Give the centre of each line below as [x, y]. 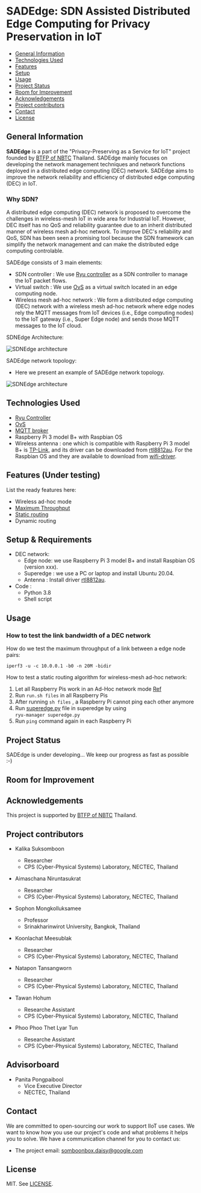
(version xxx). [41, 567]
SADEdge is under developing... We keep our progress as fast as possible [97, 754]
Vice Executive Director [53, 1085]
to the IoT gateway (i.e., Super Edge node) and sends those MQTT [97, 319]
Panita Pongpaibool [39, 1079]
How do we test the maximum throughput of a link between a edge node [96, 648]
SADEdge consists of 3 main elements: [54, 263]
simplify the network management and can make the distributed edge [93, 244]
